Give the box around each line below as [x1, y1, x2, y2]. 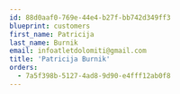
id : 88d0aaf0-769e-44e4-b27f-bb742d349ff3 [9, 13, 171, 22]
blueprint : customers [9, 21, 91, 30]
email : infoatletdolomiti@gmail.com [9, 47, 147, 56]
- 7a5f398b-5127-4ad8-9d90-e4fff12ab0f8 [17, 72, 171, 81]
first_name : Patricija [9, 30, 94, 38]
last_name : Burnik [9, 38, 78, 47]
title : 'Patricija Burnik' [9, 55, 111, 64]
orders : [9, 64, 39, 73]
